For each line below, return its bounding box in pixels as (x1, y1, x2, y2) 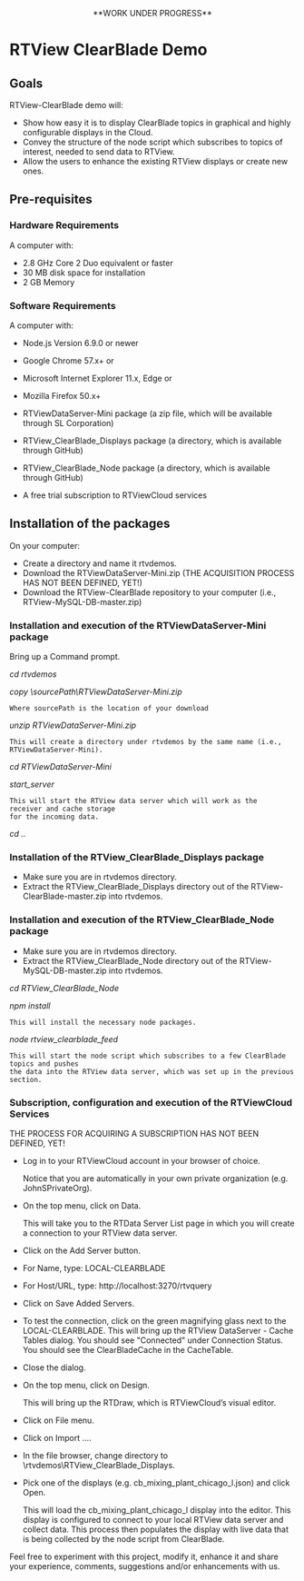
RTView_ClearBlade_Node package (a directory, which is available (22, 462, 270, 473)
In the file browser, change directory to (22, 1449, 169, 1461)
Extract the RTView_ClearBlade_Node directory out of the (22, 955, 238, 966)
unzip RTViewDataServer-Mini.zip (9, 720, 137, 731)
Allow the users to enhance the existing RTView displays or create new (22, 156, 289, 166)
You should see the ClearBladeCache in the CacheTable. (22, 1344, 234, 1355)
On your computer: (9, 540, 80, 551)
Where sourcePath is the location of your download (9, 704, 209, 713)
